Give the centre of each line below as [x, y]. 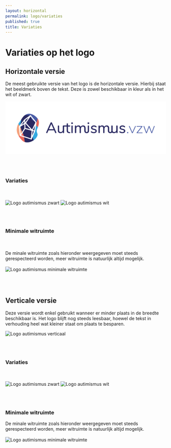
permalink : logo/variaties [34, 16]
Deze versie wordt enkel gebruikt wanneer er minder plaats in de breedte [82, 313]
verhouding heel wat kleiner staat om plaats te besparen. [65, 324]
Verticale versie [31, 301]
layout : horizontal [26, 11]
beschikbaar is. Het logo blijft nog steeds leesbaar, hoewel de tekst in [78, 318]
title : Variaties [24, 27]
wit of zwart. [19, 95]
